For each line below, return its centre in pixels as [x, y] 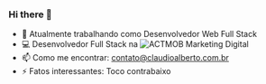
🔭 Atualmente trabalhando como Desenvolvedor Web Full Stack [139, 34]
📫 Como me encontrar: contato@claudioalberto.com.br [125, 58]
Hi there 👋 [31, 14]
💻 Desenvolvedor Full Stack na [80, 44]
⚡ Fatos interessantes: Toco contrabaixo [96, 71]
